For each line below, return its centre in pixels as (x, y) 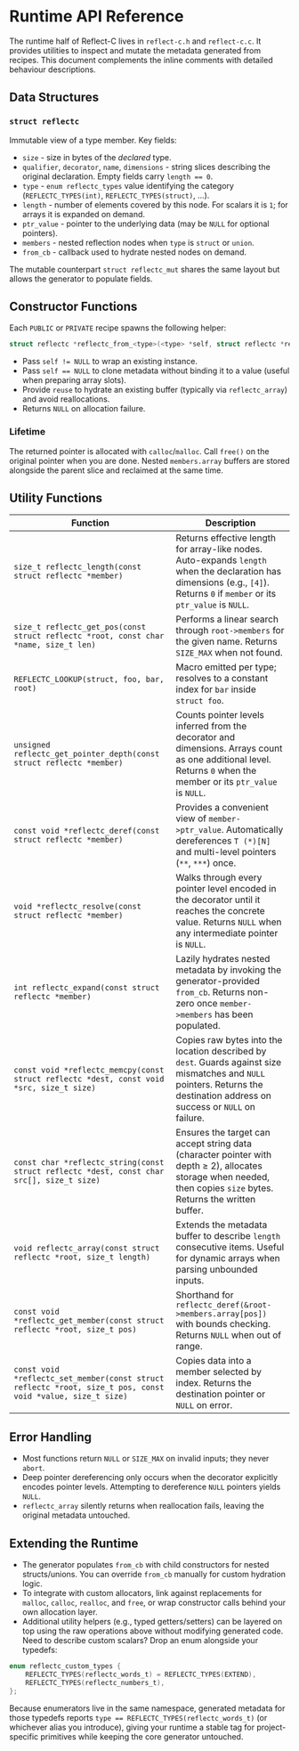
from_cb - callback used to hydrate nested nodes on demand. (134, 252)
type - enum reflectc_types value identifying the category (128, 185)
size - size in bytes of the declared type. (97, 157)
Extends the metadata (222, 1225)
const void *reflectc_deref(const (87, 831)
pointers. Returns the (220, 1085)
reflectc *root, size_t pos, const (89, 1388)
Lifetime (28, 432)
